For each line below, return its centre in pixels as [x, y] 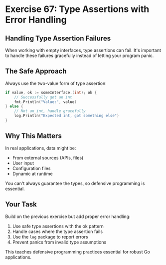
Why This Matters [34, 136]
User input [23, 163]
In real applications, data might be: [41, 148]
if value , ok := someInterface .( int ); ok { [51, 92]
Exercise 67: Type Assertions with [77, 9]
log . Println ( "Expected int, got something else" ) [67, 116]
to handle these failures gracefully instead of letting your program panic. [80, 55]
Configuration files [31, 168]
